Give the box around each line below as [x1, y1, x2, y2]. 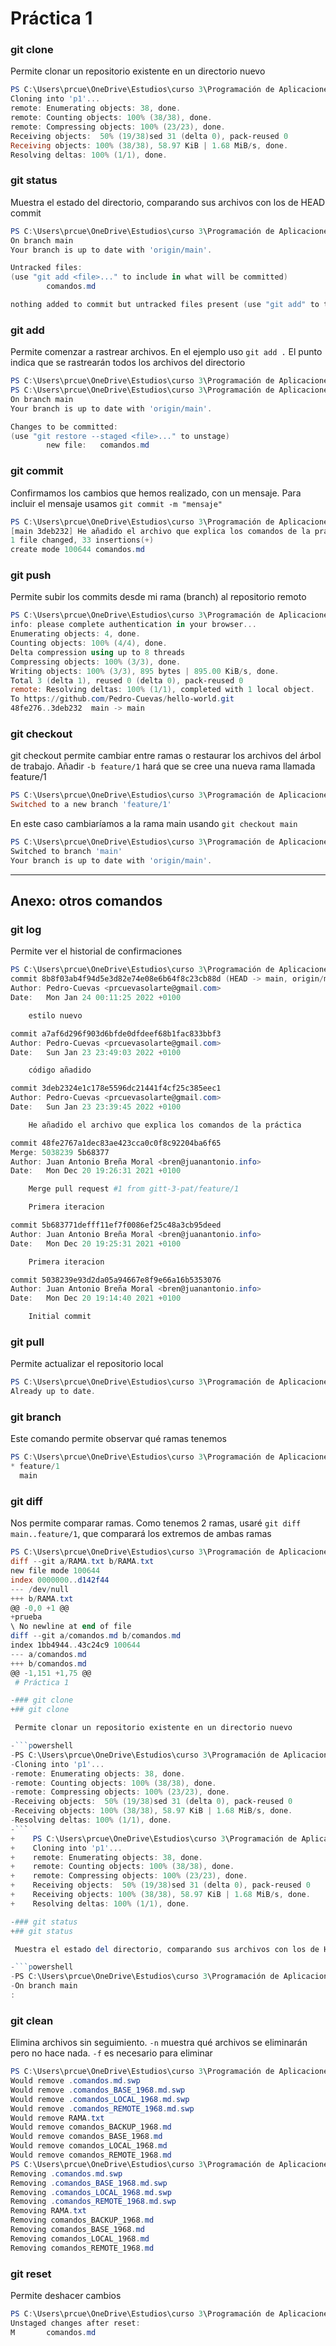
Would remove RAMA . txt [10, 2113, 105, 2123]
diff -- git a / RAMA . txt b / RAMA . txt [10, 1557, 155, 1567]
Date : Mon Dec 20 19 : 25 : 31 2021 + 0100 [10, 1238, 182, 1249]
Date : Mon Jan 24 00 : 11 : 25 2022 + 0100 [10, 993, 182, 1003]
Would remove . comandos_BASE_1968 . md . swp [10, 2085, 186, 2095]
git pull [10, 1335, 45, 1349]
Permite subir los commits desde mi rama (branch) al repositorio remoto [10, 591, 307, 603]
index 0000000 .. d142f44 [10, 1575, 110, 1585]
